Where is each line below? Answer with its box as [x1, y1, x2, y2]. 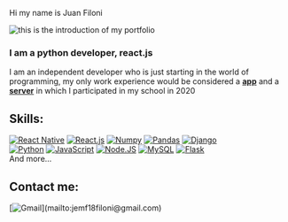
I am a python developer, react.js [9, 46, 153, 58]
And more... [9, 154, 52, 165]
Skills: [9, 111, 44, 126]
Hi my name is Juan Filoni [9, 8, 104, 18]
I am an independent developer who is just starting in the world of [9, 66, 250, 78]
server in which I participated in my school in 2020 [9, 86, 196, 96]
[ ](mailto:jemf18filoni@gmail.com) [9, 203, 162, 213]
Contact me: [9, 179, 80, 194]
